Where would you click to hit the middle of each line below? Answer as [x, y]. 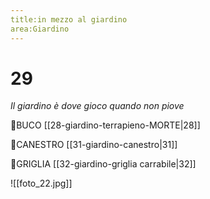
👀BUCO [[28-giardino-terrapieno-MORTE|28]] [105, 125]
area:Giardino [40, 29]
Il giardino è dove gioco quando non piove [97, 106]
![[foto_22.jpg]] [41, 183]
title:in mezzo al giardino [69, 19]
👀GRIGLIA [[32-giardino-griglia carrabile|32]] [103, 164]
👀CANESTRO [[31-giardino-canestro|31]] [94, 145]
